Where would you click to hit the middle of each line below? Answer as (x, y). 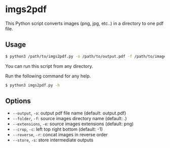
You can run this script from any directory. (49, 66)
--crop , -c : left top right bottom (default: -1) (58, 129)
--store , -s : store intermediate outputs (53, 140)
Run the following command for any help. (48, 76)
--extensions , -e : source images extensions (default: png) (73, 124)
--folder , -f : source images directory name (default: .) (70, 119)
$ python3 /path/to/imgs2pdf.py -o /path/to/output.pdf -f (69, 56)
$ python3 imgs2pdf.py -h (32, 85)
